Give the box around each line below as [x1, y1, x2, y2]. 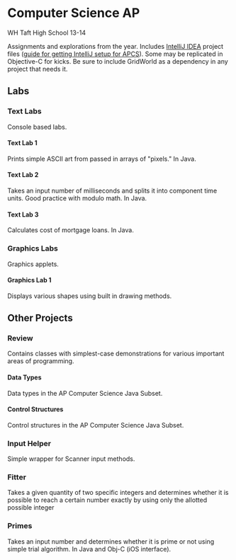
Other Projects [7, 312, 73, 324]
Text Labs [7, 106, 42, 116]
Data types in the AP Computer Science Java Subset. [7, 389, 163, 397]
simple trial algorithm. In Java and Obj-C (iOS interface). [7, 544, 172, 553]
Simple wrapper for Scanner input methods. [7, 455, 135, 463]
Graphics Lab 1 [7, 276, 52, 285]
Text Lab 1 [7, 139, 38, 147]
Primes [7, 521, 33, 531]
